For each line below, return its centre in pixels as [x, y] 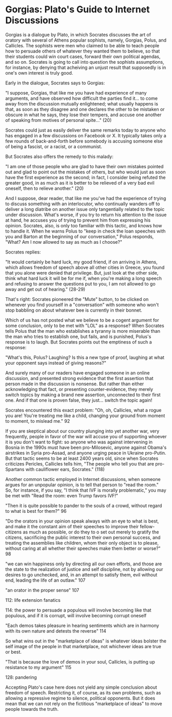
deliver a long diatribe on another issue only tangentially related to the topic [85, 209]
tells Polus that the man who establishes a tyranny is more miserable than [83, 331]
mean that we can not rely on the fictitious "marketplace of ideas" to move [84, 704]
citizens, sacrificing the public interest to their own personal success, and [83, 537]
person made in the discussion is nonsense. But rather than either [75, 384]
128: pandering [21, 677]
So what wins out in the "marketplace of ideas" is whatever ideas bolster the [86, 641]
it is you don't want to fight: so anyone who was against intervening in [79, 442]
